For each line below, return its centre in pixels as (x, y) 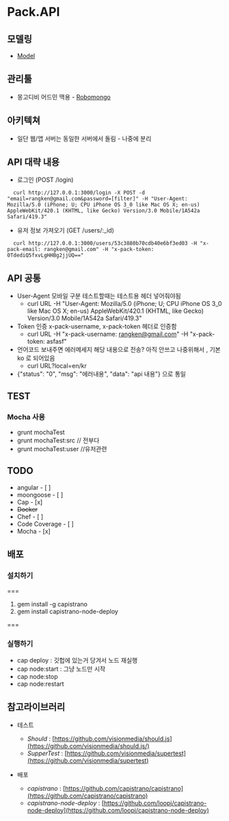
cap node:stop (37, 676)
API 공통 (24, 278)
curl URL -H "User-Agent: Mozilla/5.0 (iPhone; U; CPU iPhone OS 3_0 (124, 304)
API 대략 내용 (33, 162)
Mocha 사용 (26, 417)
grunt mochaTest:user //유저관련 (62, 449)
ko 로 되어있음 (36, 358)
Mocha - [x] (34, 531)
